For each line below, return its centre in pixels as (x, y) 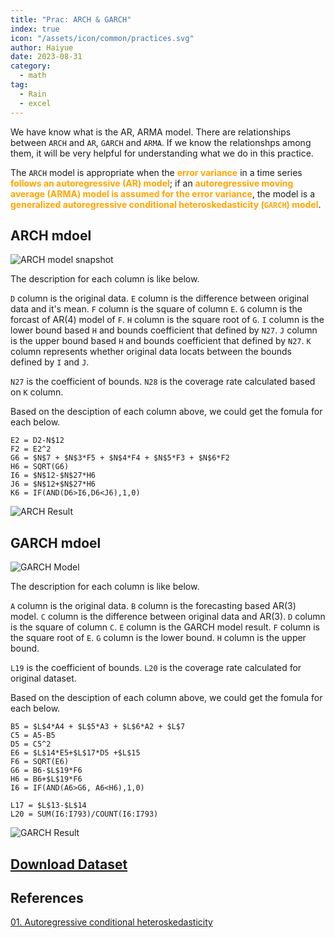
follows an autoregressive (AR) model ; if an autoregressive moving (152, 183)
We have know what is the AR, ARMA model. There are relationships (151, 132)
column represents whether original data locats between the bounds (151, 352)
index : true (35, 29)
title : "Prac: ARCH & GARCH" (71, 19)
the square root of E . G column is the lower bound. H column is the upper (158, 638)
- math (33, 76)
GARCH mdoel (56, 542)
